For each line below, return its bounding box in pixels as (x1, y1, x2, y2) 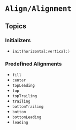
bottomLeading (12, 115, 41, 120)
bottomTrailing (12, 104, 44, 109)
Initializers (5, 37, 31, 44)
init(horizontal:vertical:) (12, 49, 70, 54)
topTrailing (12, 94, 37, 99)
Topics (5, 22, 27, 30)
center (12, 78, 26, 83)
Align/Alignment (5, 4, 72, 13)
